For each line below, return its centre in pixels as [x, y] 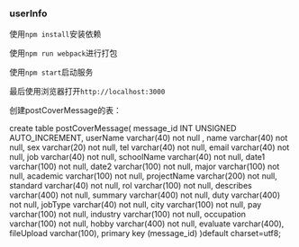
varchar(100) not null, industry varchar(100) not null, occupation [127, 215]
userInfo [28, 13]
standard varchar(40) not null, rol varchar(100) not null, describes [131, 186]
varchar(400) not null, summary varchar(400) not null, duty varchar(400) [145, 195]
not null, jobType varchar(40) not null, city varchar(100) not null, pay [136, 205]
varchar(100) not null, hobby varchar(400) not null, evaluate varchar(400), [147, 224]
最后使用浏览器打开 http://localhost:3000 [87, 92]
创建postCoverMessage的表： [65, 110]
